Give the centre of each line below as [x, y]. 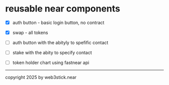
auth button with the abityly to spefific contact [60, 42]
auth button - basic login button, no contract [58, 22]
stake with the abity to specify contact [52, 52]
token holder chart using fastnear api [51, 62]
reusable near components [63, 9]
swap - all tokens [30, 32]
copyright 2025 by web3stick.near [41, 77]
